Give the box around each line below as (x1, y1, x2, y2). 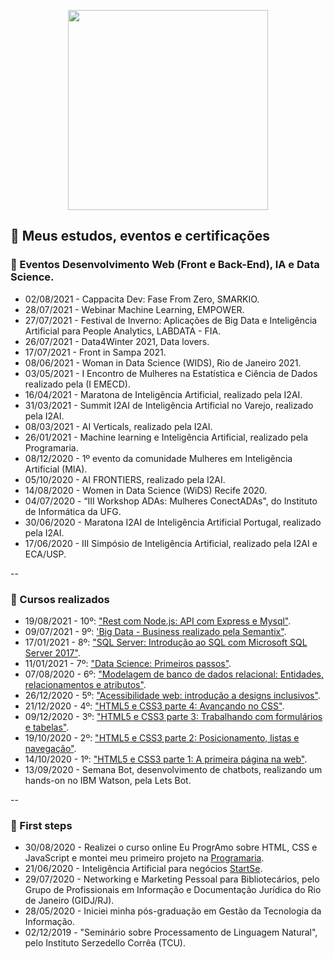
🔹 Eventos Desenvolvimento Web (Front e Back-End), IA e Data (10, 258, 320, 272)
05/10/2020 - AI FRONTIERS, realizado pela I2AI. (24, 473, 226, 485)
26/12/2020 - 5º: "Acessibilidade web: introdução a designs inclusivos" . (24, 689, 321, 701)
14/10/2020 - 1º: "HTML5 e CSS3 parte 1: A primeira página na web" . (24, 753, 308, 765)
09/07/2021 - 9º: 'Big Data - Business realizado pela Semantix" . (24, 625, 287, 637)
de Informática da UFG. (24, 505, 122, 517)
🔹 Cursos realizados (10, 592, 110, 606)
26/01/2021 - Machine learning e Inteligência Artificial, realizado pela (24, 431, 309, 443)
